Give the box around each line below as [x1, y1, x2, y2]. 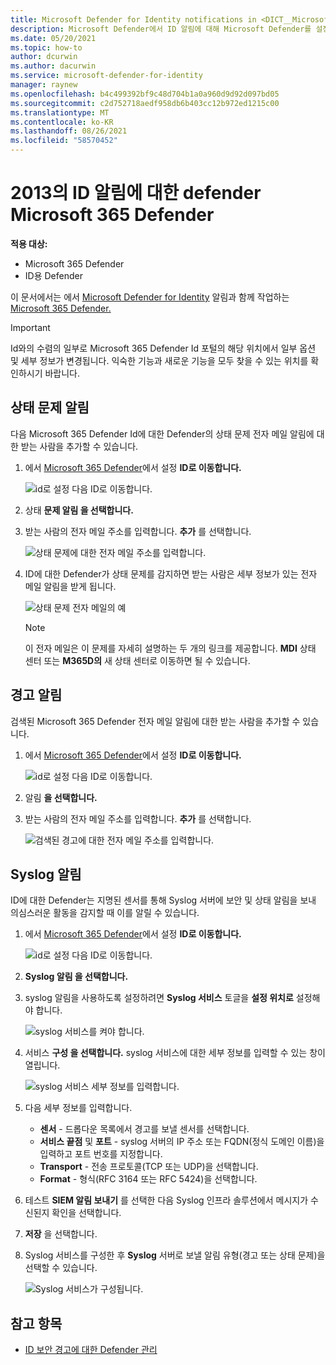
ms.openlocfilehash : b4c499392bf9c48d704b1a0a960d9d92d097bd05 [10, 89, 280, 99]
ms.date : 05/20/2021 [10, 33, 97, 43]
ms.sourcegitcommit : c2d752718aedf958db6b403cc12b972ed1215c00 [10, 98, 280, 108]
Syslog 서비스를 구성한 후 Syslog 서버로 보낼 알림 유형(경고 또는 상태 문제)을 [24, 1249, 326, 1261]
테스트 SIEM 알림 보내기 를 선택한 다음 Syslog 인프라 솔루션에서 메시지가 [24, 1194, 309, 1206]
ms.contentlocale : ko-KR [10, 117, 114, 127]
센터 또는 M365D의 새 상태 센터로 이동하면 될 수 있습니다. [24, 654, 251, 666]
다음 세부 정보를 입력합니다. [24, 1102, 133, 1114]
